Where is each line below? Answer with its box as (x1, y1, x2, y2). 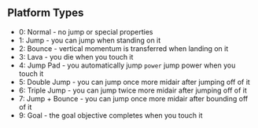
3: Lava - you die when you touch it (18, 52, 134, 61)
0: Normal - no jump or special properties (18, 27, 153, 36)
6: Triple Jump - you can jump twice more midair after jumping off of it (18, 86, 247, 95)
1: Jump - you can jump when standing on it (18, 35, 161, 45)
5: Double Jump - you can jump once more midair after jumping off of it (18, 77, 251, 86)
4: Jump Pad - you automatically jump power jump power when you (18, 60, 236, 70)
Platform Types (7, 6, 84, 20)
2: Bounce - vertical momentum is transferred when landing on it (18, 43, 229, 53)
